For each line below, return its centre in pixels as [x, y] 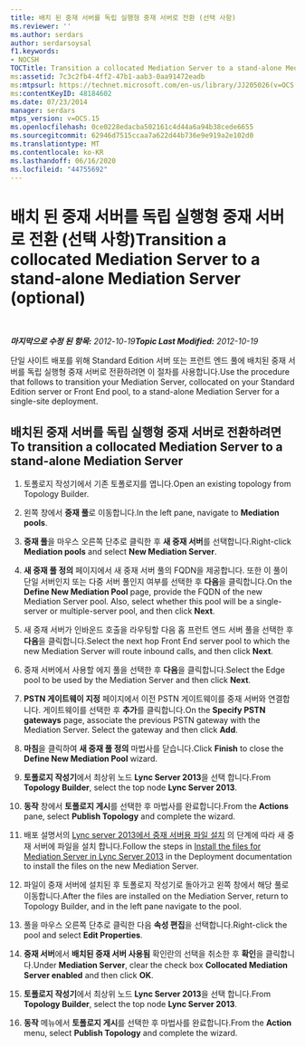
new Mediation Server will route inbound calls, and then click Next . [148, 652]
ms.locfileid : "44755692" [59, 169]
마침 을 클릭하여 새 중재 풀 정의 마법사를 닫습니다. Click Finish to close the [153, 748]
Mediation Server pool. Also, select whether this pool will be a [138, 602]
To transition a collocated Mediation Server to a [147, 447]
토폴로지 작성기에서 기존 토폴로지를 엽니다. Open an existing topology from [157, 484]
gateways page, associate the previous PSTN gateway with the [142, 720]
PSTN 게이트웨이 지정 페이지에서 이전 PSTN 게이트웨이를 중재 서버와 [144, 699]
